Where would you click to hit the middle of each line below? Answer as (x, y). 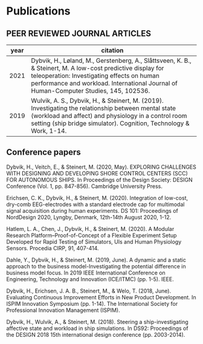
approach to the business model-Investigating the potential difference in (96, 266)
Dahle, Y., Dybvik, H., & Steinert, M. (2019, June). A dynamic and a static (96, 260)
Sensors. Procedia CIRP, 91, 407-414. (53, 248)
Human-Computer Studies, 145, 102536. (91, 91)
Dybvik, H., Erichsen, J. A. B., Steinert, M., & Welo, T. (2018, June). (89, 291)
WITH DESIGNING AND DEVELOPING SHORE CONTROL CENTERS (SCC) (97, 173)
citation (112, 50)
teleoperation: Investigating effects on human (95, 76)
